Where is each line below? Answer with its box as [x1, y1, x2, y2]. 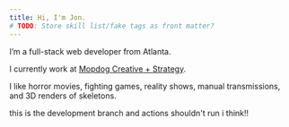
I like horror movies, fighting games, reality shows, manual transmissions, [9, 80, 281, 91]
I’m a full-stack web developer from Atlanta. [9, 46, 171, 56]
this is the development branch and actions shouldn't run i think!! [9, 107, 250, 118]
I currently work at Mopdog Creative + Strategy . [9, 63, 187, 74]
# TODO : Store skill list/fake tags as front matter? [9, 21, 215, 30]
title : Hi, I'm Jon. [9, 13, 87, 22]
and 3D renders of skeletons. [9, 90, 117, 101]
